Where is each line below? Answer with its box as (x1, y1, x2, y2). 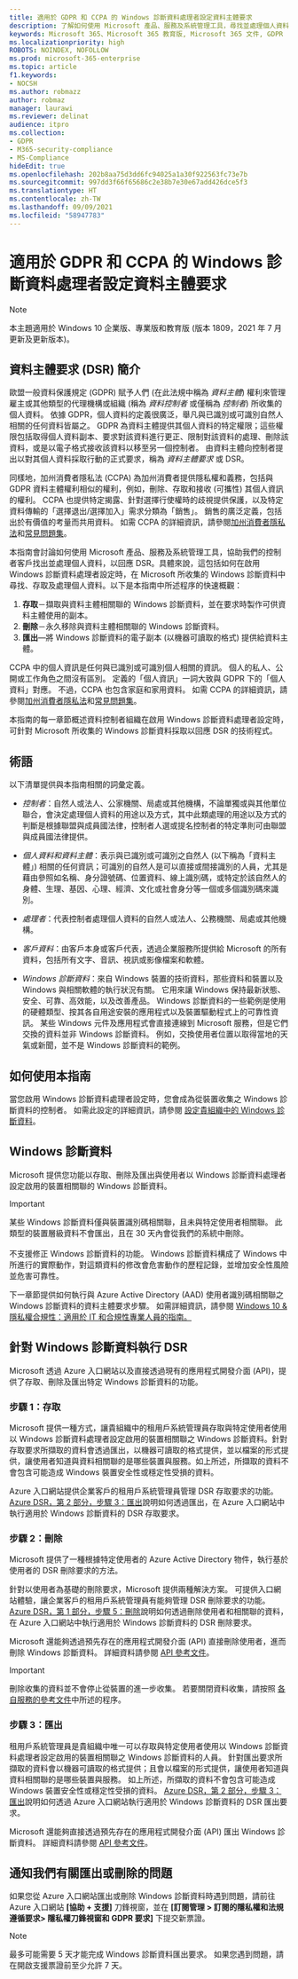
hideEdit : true (9, 162, 66, 170)
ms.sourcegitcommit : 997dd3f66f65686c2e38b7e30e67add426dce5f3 (9, 178, 248, 187)
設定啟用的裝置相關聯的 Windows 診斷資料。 (9, 1180, 172, 1191)
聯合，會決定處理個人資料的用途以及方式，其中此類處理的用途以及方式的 (21, 809, 286, 820)
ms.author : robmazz (9, 87, 82, 96)
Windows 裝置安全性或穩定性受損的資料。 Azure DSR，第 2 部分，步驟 (9, 1785, 268, 1795)
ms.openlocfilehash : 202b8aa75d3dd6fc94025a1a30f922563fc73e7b (9, 170, 248, 178)
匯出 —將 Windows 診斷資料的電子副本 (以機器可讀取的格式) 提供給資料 (21, 632, 281, 643)
